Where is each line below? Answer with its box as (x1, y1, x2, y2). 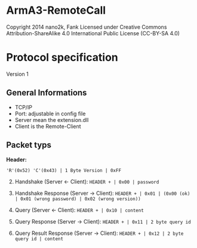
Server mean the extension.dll (14, 116, 89, 123)
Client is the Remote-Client (14, 123, 82, 130)
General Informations (6, 88, 87, 98)
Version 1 (6, 70, 29, 78)
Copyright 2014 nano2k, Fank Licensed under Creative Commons (6, 23, 167, 30)
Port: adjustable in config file (14, 110, 86, 117)
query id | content (14, 235, 64, 242)
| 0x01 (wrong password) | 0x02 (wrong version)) (14, 195, 141, 202)
